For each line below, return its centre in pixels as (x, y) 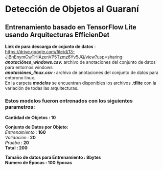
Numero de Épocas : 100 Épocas (39, 163)
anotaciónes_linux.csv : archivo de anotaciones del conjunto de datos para (82, 73)
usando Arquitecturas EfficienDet (57, 35)
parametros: (20, 107)
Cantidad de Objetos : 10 (31, 118)
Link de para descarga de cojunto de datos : (50, 47)
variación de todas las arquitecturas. (42, 88)
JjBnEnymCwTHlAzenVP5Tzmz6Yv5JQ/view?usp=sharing (64, 57)
